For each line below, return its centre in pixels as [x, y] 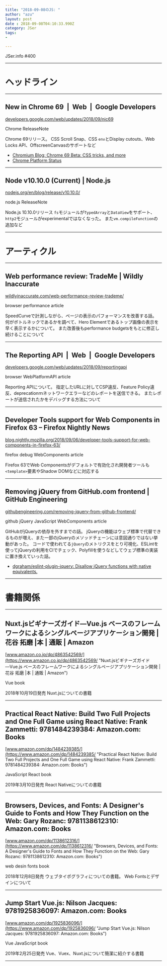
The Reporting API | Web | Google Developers [80, 355]
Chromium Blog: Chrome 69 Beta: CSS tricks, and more [69, 155]
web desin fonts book [27, 866]
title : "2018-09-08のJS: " [33, 10]
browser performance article [35, 306]
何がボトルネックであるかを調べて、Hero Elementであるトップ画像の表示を [82, 322]
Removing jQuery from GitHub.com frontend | [77, 492]
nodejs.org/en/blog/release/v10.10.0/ [43, 192]
